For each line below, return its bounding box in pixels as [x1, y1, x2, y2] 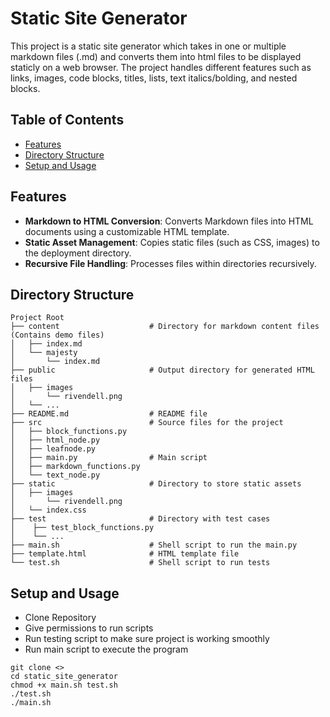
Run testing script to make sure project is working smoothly [24, 633, 270, 645]
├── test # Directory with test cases [10, 514, 271, 524]
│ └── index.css [10, 505, 87, 516]
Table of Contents [10, 112, 125, 129]
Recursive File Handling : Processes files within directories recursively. [24, 257, 317, 269]
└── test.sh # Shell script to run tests [10, 558, 271, 568]
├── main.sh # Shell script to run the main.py [10, 540, 298, 551]
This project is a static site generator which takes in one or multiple [10, 40, 287, 52]
